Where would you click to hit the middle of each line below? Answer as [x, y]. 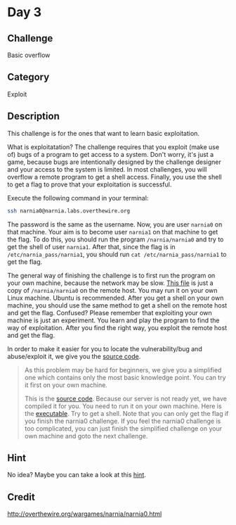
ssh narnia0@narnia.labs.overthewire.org [69, 211]
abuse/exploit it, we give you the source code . [74, 356]
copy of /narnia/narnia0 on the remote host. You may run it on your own [112, 290]
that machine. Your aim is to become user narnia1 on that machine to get [113, 232]
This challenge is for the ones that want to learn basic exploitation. [104, 133]
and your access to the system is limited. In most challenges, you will [107, 169]
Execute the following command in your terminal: [78, 198]
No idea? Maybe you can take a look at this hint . [77, 475]
